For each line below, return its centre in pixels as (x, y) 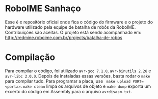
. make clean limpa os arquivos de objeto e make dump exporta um (86, 86)
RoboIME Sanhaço (43, 9)
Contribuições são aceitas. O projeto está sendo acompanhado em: (73, 32)
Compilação (30, 57)
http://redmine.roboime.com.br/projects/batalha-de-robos (64, 38)
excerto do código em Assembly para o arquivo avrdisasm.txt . (69, 91)
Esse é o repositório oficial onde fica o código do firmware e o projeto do (79, 22)
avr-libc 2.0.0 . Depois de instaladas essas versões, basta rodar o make (78, 76)
